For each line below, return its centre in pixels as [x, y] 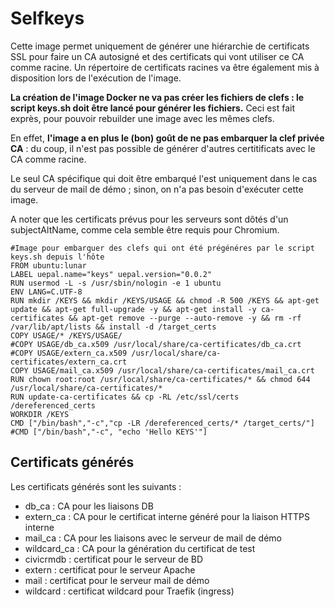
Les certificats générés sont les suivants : [96, 486]
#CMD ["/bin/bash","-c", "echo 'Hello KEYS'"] [109, 432]
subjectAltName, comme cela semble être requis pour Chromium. [145, 229]
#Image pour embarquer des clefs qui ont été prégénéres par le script [162, 248]
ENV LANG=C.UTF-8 [46, 292]
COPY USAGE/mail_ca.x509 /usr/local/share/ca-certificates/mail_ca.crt [162, 370]
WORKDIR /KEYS [40, 414]
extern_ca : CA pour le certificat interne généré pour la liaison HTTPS [167, 516]
